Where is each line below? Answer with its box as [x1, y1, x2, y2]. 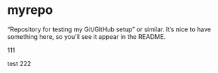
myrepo [7, 2, 54, 18]
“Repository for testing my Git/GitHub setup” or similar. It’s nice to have [7, 25, 212, 33]
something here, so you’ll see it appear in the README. [7, 32, 166, 40]
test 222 [7, 59, 31, 67]
